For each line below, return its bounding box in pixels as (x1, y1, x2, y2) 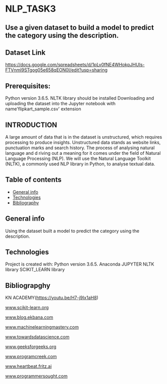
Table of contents (5, 176, 62, 184)
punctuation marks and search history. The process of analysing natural (5, 145, 155, 151)
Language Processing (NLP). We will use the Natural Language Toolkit (5, 155, 151, 162)
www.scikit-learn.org (5, 305, 49, 311)
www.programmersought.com (5, 373, 68, 379)
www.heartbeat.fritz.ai (5, 363, 52, 369)
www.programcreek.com (5, 354, 57, 360)
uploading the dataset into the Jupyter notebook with (5, 101, 116, 107)
